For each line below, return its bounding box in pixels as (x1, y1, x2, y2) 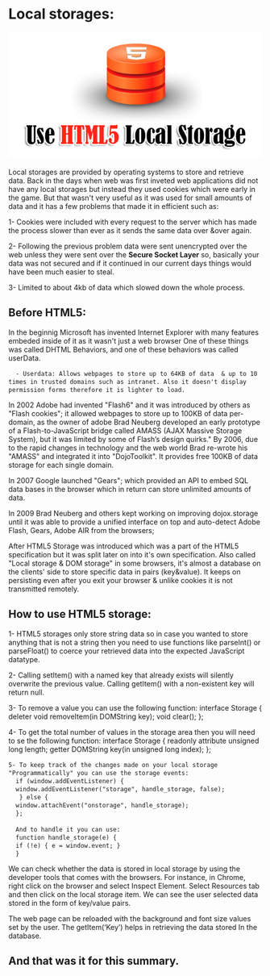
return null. (8, 687, 45, 697)
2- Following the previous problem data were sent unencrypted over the (8, 241, 247, 251)
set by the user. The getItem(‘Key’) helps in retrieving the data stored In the (8, 922, 258, 932)
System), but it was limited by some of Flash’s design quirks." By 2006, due (8, 434, 259, 444)
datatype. (8, 654, 40, 664)
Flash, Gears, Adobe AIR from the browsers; (8, 525, 155, 535)
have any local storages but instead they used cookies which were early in (8, 184, 256, 194)
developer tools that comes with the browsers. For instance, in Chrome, (8, 872, 246, 882)
